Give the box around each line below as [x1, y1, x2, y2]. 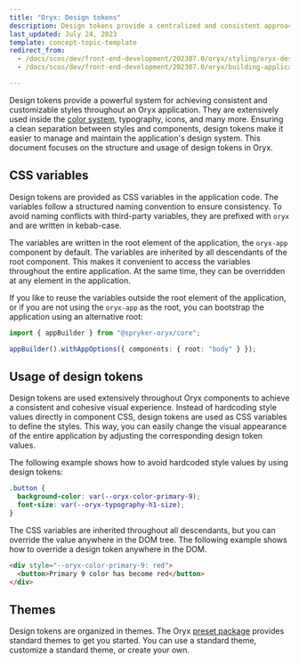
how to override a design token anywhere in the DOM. [9, 544, 207, 555]
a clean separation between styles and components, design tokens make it [9, 123, 284, 134]
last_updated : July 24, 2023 [9, 29, 117, 38]
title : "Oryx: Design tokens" [9, 12, 122, 22]
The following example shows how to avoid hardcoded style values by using [9, 458, 289, 468]
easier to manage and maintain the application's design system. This [9, 133, 261, 143]
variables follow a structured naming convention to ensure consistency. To [9, 201, 282, 212]
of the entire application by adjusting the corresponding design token [9, 431, 263, 441]
